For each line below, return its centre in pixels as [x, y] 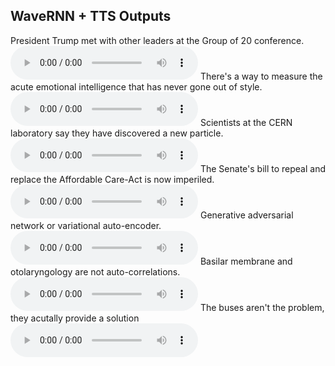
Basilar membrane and [246, 261]
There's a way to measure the [261, 76]
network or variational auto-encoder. [86, 225]
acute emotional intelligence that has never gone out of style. [136, 86]
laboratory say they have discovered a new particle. [117, 133]
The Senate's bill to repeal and [262, 168]
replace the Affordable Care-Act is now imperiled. [112, 179]
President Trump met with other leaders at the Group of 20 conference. [157, 40]
